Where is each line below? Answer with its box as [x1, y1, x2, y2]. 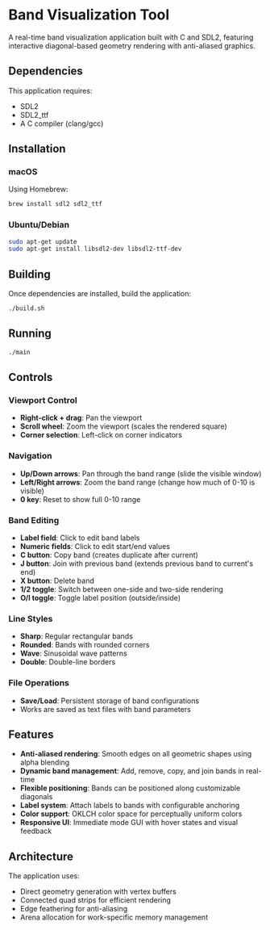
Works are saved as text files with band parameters [19, 704, 191, 714]
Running [8, 327, 52, 341]
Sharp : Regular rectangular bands [19, 631, 133, 641]
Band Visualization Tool [8, 6, 170, 24]
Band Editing [8, 514, 60, 526]
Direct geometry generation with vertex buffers [19, 886, 177, 897]
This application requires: [8, 86, 93, 95]
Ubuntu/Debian [8, 220, 70, 231]
